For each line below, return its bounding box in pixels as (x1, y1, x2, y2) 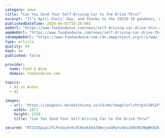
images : (5, 98, 21, 103)
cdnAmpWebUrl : (5, 35, 34, 40)
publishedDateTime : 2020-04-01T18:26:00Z (5, 21, 91, 26)
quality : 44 (5, 44, 29, 49)
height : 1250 (14, 112, 41, 117)
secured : (5, 125, 23, 131)
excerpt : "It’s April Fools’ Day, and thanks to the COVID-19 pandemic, (5, 16, 157, 21)
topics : (5, 80, 21, 85)
